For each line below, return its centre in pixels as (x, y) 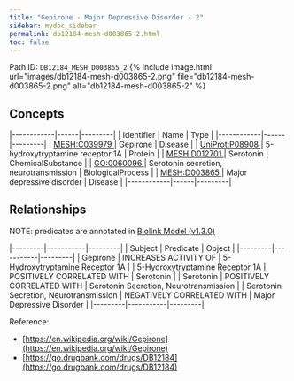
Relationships (48, 210)
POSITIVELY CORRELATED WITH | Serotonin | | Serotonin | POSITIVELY (139, 276)
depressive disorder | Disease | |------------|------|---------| (120, 182)
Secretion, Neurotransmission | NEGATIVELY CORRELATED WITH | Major (142, 295)
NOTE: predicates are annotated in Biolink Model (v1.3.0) (112, 231)
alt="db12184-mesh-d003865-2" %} (139, 86)
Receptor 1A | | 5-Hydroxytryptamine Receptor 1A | (174, 267)
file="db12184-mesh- (216, 77)
